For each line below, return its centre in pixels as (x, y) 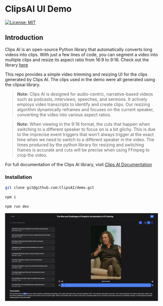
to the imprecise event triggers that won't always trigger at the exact (85, 134)
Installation (19, 177)
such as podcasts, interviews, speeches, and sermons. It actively (82, 99)
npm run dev (17, 206)
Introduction (24, 38)
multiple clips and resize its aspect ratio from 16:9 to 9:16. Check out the (77, 60)
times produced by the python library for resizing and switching (80, 145)
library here (16, 65)
